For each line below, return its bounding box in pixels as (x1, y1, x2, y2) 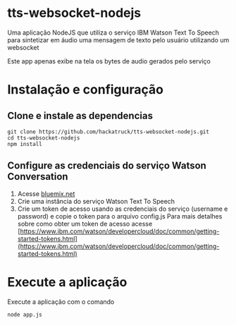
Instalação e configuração (7, 82, 164, 98)
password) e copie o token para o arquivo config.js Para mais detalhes (17, 211, 223, 220)
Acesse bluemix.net (17, 189, 75, 198)
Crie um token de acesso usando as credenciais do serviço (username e (17, 204, 228, 213)
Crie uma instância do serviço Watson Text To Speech (17, 197, 175, 205)
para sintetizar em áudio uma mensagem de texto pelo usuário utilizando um (7, 35, 230, 44)
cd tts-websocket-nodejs (7, 134, 80, 142)
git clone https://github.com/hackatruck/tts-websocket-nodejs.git (7, 128, 210, 135)
